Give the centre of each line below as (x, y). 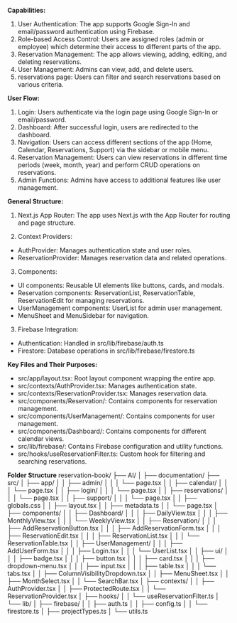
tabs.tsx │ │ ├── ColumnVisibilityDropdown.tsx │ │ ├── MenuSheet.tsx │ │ (118, 573)
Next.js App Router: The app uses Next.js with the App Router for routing (124, 215)
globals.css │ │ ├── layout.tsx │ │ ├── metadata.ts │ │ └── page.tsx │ (113, 505)
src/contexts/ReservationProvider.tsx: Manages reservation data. (112, 393)
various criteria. (40, 84)
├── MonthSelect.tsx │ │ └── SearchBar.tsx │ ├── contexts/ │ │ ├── (111, 581)
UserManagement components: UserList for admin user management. (120, 308)
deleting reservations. (49, 62)
